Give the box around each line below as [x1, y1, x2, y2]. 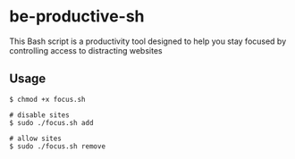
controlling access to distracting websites [9, 45, 163, 55]
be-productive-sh [9, 6, 145, 27]
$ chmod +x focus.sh [9, 95, 87, 104]
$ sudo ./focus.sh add [9, 118, 94, 127]
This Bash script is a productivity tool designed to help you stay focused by [9, 36, 287, 46]
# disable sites [9, 110, 70, 120]
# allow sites [9, 134, 63, 143]
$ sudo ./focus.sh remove [9, 141, 105, 151]
